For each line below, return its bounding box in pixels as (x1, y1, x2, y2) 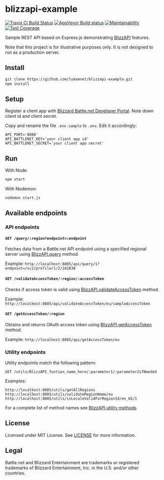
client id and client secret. (5, 113, 57, 119)
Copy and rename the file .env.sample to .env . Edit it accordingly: (5, 123, 137, 129)
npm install (5, 81, 29, 86)
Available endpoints (5, 209, 67, 217)
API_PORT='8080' (5, 132, 38, 137)
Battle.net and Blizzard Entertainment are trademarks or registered (5, 459, 139, 465)
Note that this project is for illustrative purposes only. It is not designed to (5, 44, 154, 50)
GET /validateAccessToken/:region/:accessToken (5, 276, 105, 281)
